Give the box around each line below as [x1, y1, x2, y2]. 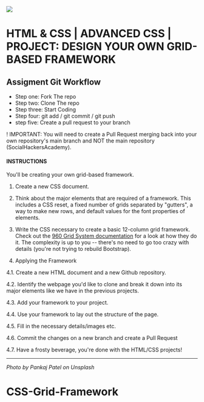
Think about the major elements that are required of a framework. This [15, 195, 191, 202]
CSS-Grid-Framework [6, 385, 119, 399]
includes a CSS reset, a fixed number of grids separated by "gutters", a [15, 201, 193, 208]
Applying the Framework [15, 257, 77, 264]
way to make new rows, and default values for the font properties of [15, 208, 185, 215]
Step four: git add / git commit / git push [15, 113, 115, 119]
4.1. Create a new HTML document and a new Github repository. [6, 269, 166, 277]
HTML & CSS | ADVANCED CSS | [6, 27, 172, 41]
